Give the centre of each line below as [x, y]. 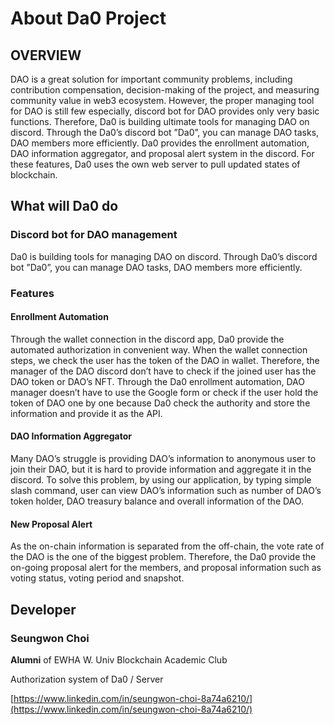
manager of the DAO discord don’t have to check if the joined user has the [163, 371]
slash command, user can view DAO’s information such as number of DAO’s [166, 491]
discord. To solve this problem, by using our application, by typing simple [161, 480]
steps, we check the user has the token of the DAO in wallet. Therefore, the [165, 360]
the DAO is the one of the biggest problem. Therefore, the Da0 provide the [163, 557]
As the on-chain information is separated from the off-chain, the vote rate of [167, 546]
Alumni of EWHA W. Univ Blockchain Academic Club [119, 659]
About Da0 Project [88, 18]
